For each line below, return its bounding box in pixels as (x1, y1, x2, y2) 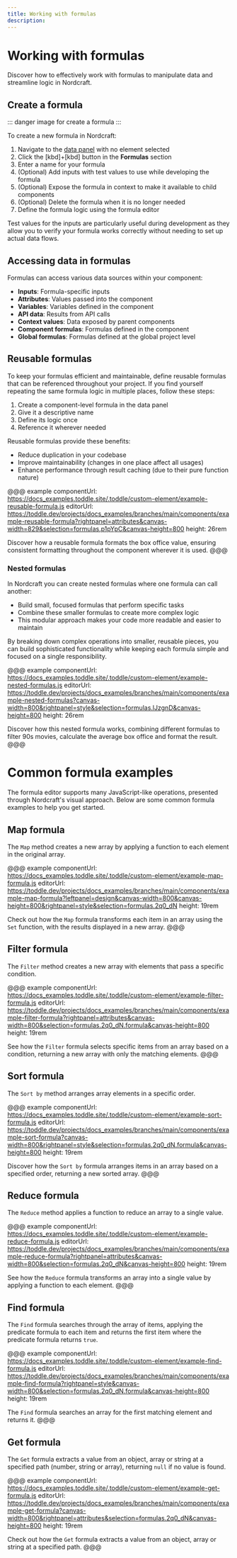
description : (7, 17, 46, 24)
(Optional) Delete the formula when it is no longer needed (17, 198, 186, 206)
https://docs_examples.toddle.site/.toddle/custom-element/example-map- (7, 871, 224, 879)
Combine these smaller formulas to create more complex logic (17, 609, 200, 617)
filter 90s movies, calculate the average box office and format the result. (7, 733, 218, 741)
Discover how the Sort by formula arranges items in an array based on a (7, 1161, 219, 1170)
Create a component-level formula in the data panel (17, 400, 168, 409)
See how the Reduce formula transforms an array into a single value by (7, 1273, 212, 1282)
